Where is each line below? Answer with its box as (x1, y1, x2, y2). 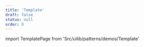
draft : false (5, 12, 33, 17)
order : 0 (5, 21, 24, 27)
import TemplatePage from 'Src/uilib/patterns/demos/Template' (5, 36, 139, 42)
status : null (5, 17, 33, 22)
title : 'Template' (5, 7, 45, 13)
